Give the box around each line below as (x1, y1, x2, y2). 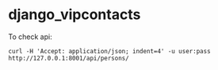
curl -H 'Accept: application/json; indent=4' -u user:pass (8, 47, 212, 55)
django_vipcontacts (8, 6, 141, 24)
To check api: (8, 32, 53, 41)
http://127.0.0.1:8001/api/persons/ (8, 54, 129, 62)
